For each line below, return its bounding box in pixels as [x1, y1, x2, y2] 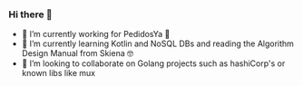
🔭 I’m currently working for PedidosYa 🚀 [21, 29, 171, 40]
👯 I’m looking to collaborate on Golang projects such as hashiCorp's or [21, 58, 286, 69]
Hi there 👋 [8, 8, 54, 21]
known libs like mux [21, 68, 96, 79]
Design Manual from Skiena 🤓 [21, 48, 133, 59]
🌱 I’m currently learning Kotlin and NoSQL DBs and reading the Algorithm [21, 38, 294, 49]
